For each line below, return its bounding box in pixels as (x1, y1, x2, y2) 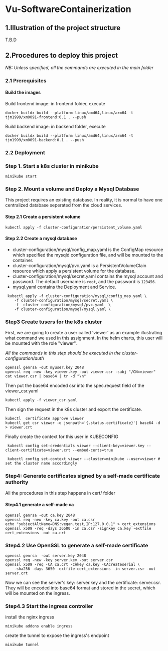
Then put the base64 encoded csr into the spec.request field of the (5, 382, 144, 389)
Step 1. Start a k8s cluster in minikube (5, 162, 99, 169)
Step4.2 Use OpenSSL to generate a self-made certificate (5, 542, 148, 549)
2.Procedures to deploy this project (5, 51, 118, 60)
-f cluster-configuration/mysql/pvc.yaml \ (14, 302, 111, 307)
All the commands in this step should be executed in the (5, 350, 121, 356)
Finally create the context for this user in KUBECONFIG (5, 433, 119, 440)
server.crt (5, 570, 28, 576)
